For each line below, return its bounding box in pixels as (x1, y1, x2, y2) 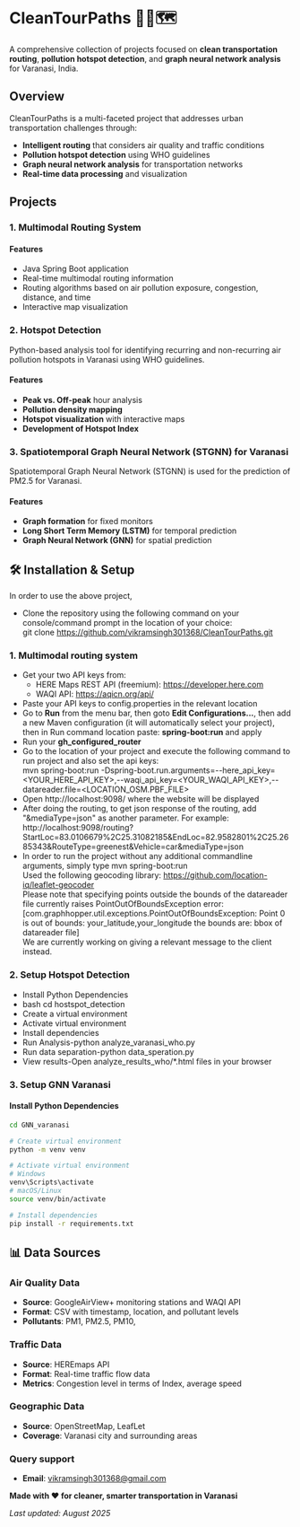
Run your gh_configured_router (21, 736, 141, 747)
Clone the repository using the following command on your (21, 608, 240, 619)
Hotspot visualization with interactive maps (21, 413, 185, 424)
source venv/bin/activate (9, 1194, 106, 1204)
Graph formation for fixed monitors (21, 516, 154, 527)
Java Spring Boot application (21, 263, 130, 275)
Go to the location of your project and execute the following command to (21, 746, 291, 757)
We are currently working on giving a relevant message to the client (21, 936, 272, 948)
